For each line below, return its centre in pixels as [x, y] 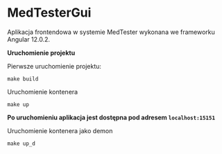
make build [23, 79]
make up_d [22, 144]
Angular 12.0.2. [29, 39]
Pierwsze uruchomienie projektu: [54, 66]
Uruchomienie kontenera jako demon [60, 130]
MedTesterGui [49, 13]
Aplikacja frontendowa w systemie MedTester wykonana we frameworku [111, 32]
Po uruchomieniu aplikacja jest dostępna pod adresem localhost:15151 [111, 117]
